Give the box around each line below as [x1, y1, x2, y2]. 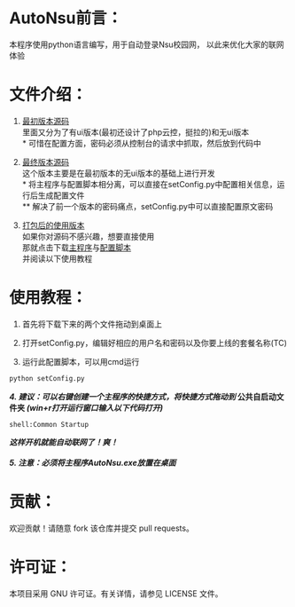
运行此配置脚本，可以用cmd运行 [21, 356, 140, 367]
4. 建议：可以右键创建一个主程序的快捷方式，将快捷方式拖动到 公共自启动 [9, 391, 276, 402]
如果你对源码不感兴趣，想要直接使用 [21, 231, 155, 241]
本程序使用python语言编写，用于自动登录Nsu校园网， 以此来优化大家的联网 [9, 39, 285, 50]
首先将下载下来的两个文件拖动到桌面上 [21, 319, 162, 329]
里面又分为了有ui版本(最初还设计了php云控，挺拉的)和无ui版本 [21, 126, 250, 138]
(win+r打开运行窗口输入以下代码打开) [26, 402, 164, 413]
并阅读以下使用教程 [21, 253, 93, 264]
